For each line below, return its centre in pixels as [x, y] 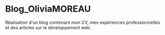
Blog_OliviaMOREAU [48, 9]
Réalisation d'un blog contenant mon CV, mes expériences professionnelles [83, 22]
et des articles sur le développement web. [48, 27]
